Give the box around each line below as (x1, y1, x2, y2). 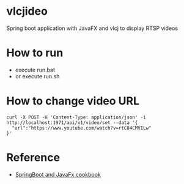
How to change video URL (6, 94, 139, 108)
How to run (6, 46, 64, 60)
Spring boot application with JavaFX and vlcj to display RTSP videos (6, 24, 178, 32)
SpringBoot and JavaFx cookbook (15, 171, 101, 178)
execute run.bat (15, 66, 55, 73)
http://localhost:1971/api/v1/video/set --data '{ (6, 119, 138, 126)
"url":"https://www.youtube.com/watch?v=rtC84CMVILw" (12, 125, 152, 131)
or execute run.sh (15, 72, 60, 80)
